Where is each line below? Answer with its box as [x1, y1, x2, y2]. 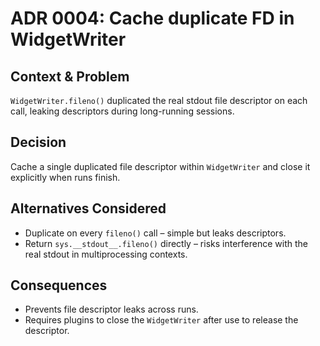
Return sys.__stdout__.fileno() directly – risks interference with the [24, 237, 308, 249]
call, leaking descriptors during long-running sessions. [10, 105, 235, 117]
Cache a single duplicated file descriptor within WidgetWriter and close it [10, 160, 311, 172]
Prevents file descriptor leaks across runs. [24, 303, 199, 316]
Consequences [10, 277, 108, 294]
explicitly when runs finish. [10, 171, 121, 183]
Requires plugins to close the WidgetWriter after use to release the [24, 314, 299, 326]
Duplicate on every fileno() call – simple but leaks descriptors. [24, 227, 287, 239]
